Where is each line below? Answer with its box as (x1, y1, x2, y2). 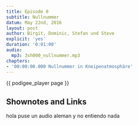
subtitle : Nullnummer (6, 14, 60, 20)
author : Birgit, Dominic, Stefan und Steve (6, 31, 115, 37)
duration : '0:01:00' (6, 42, 57, 48)
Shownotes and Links (6, 97, 87, 107)
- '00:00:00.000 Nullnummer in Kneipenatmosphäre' (6, 63, 133, 70)
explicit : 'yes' (6, 36, 46, 42)
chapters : (6, 58, 31, 64)
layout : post (6, 25, 38, 31)
